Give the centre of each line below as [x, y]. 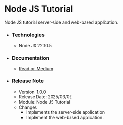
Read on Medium [36, 68]
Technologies [28, 35]
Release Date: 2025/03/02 [45, 97]
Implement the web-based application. [65, 117]
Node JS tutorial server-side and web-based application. [61, 22]
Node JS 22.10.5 [35, 46]
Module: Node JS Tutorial [44, 102]
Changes [28, 107]
